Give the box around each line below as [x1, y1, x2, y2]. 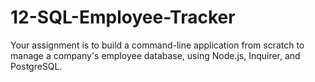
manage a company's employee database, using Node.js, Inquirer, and [10, 49, 301, 61]
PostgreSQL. [10, 60, 63, 72]
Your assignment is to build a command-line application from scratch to [10, 39, 305, 51]
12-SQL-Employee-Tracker [10, 6, 236, 29]
